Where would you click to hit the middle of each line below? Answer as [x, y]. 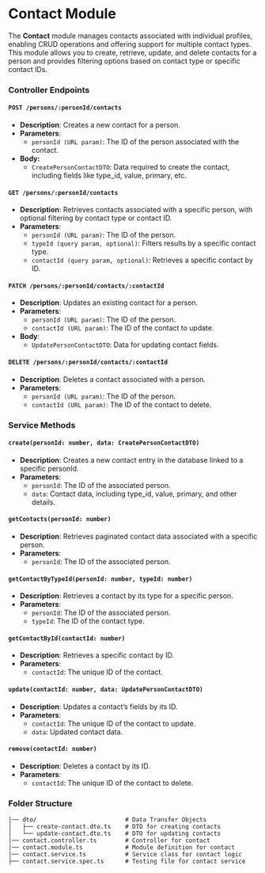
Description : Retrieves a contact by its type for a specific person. [126, 596]
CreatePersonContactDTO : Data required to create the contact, [131, 167]
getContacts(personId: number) [60, 520]
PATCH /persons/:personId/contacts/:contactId [86, 286]
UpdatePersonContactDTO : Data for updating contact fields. [125, 345]
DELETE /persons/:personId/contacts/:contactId [88, 362]
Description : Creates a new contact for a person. [100, 125]
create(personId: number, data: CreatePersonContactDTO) [104, 443]
